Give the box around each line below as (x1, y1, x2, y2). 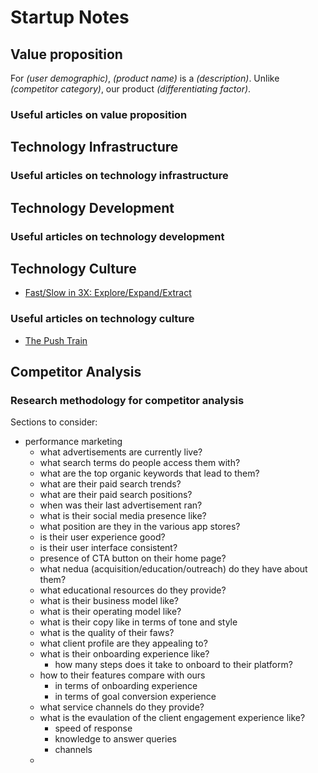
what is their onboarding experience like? (39, 648, 210, 660)
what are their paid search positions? (39, 489, 193, 501)
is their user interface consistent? (39, 542, 178, 554)
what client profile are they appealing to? (39, 637, 208, 650)
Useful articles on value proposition (10, 107, 188, 121)
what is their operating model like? (39, 606, 182, 618)
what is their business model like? (39, 595, 180, 607)
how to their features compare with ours (39, 669, 206, 681)
